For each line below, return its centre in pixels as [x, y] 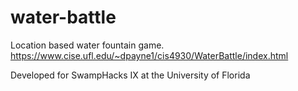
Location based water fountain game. [87, 45]
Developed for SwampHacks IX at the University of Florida [130, 75]
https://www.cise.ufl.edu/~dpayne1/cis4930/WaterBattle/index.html [149, 55]
